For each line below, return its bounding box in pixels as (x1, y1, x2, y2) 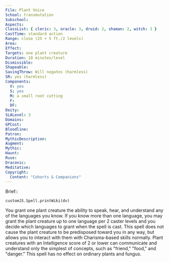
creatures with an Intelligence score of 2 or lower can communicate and (5, 240, 157, 246)
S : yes (10, 88, 24, 94)
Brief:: (5, 188, 18, 195)
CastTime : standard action (5, 31, 63, 36)
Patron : (5, 131, 22, 136)
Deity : (5, 108, 19, 113)
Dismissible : (5, 60, 33, 65)
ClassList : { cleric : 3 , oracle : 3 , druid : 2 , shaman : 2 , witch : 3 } (5, 27, 157, 32)
